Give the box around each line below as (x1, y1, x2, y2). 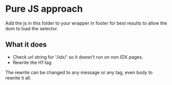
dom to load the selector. (5, 25, 58, 31)
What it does (5, 40, 47, 49)
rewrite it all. (5, 75, 32, 81)
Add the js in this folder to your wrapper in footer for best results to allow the (5, 20, 167, 26)
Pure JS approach (5, 3, 83, 15)
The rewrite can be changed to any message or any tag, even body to (5, 69, 153, 75)
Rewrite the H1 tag (12, 59, 52, 66)
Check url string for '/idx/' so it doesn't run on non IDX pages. (12, 54, 144, 60)
